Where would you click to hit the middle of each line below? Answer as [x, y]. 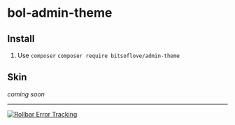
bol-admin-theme [60, 13]
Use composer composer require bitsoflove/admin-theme [99, 55]
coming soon [26, 94]
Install [21, 39]
